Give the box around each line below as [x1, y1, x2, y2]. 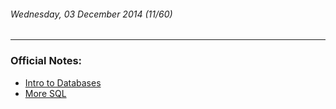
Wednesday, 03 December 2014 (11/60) [10, 8, 173, 20]
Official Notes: [10, 54, 83, 68]
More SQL [24, 87, 67, 99]
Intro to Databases [24, 76, 102, 89]
